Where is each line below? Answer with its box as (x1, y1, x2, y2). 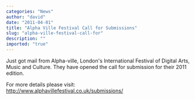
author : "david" (6, 14, 46, 20)
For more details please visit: (6, 81, 76, 88)
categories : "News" (6, 8, 54, 15)
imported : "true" (6, 42, 49, 47)
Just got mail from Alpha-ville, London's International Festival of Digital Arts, (6, 57, 190, 64)
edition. (6, 70, 25, 77)
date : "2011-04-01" (6, 19, 54, 25)
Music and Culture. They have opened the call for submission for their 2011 (6, 63, 187, 70)
